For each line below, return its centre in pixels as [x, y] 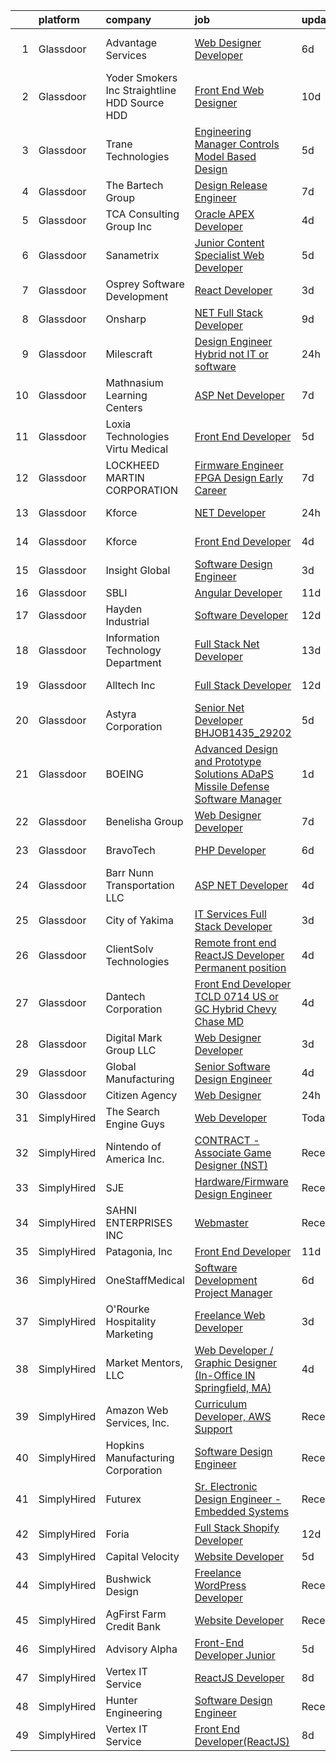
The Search [132, 1111]
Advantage [131, 42]
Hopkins [125, 1445]
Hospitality [131, 1321]
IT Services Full [230, 914]
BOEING [124, 774]
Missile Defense [232, 786]
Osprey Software [145, 284]
